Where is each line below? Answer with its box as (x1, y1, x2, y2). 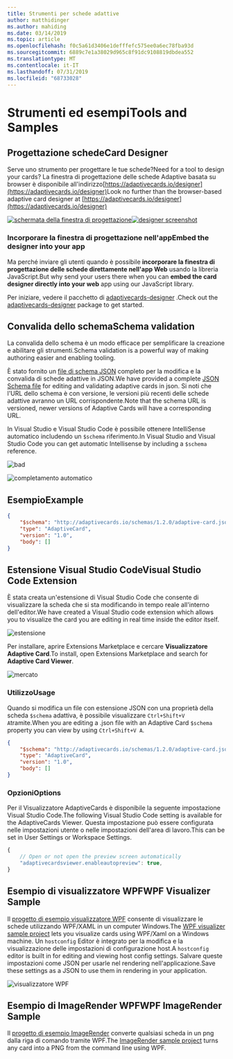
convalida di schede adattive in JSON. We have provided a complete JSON (7, 374, 220, 383)
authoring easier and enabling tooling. (7, 353, 116, 362)
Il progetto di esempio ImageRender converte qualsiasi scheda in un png (7, 1029, 214, 1037)
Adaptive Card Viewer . (7, 657, 74, 665)
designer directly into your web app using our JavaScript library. (7, 279, 194, 288)
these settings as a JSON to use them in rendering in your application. (7, 966, 207, 974)
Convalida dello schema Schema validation (7, 321, 196, 333)
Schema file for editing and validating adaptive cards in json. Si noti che (7, 382, 212, 390)
